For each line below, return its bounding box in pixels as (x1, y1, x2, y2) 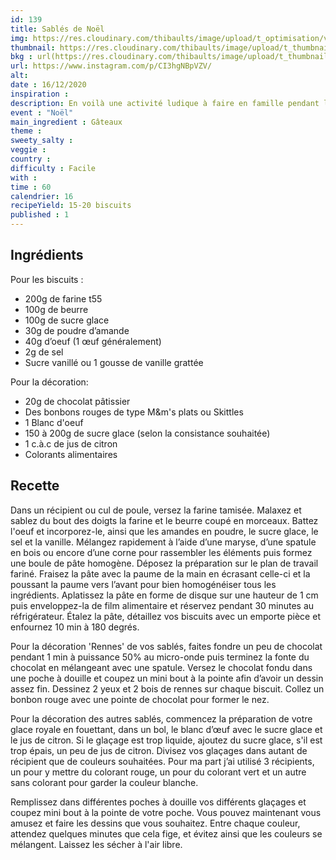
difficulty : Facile (10, 163, 97, 173)
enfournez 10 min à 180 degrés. (10, 621, 140, 633)
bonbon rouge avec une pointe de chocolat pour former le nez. (10, 693, 270, 705)
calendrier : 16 (10, 191, 74, 201)
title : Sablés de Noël (10, 24, 105, 34)
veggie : (10, 145, 47, 155)
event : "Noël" (10, 107, 74, 118)
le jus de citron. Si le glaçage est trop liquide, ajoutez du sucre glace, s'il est (10, 734, 323, 746)
